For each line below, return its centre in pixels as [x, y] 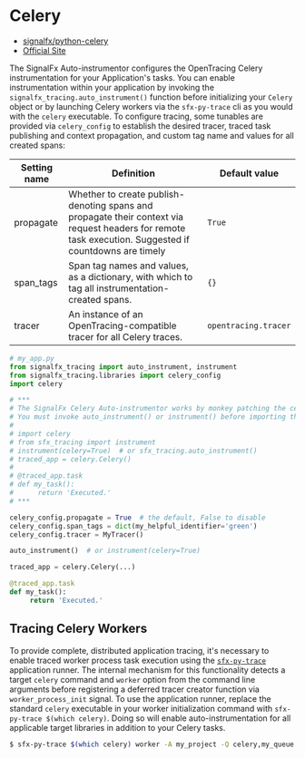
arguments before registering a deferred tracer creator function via [135, 689]
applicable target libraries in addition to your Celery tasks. [118, 727]
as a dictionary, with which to [130, 277]
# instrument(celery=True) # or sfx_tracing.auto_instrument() [133, 451]
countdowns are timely [117, 250]
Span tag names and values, [128, 266]
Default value [249, 173]
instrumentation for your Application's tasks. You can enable [123, 77]
